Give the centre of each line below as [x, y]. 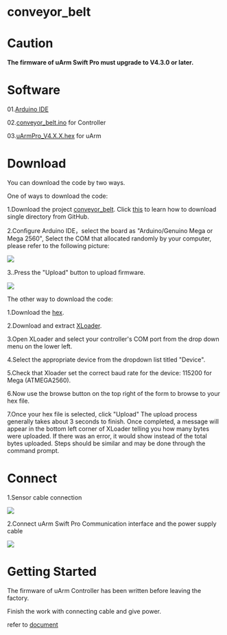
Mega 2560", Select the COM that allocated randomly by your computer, [109, 238]
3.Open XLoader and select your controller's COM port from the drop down [113, 339]
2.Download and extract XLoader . [55, 326]
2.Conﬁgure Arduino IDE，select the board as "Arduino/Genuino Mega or [110, 231]
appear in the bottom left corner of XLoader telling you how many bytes [108, 429]
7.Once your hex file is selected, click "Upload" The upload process [102, 414]
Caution [30, 44]
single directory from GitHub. [48, 216]
